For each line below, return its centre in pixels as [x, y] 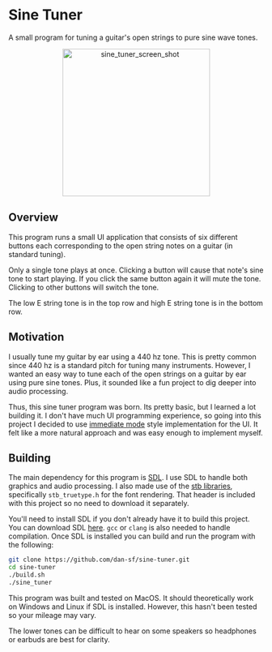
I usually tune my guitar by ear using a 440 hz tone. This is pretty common [132, 356]
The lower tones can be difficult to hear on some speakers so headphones [132, 631]
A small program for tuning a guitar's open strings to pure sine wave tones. [133, 37]
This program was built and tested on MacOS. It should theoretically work [131, 598]
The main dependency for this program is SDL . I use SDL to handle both [128, 478]
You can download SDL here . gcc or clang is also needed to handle [119, 528]
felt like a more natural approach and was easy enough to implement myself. [136, 432]
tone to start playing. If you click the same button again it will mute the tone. [135, 278]
